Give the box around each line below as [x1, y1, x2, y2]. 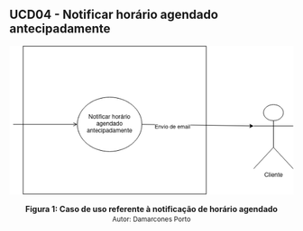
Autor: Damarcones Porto [112, 215, 191, 224]
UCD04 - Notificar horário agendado [9, 7, 219, 22]
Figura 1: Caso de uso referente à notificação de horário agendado [25, 203, 278, 214]
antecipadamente [9, 22, 111, 37]
